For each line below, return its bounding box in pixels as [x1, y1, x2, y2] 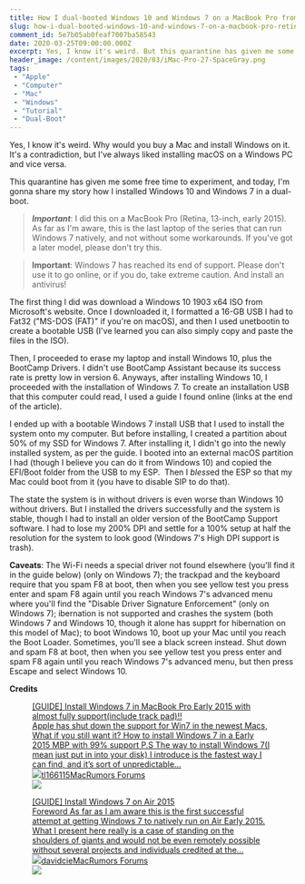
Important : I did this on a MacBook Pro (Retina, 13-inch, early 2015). [31, 213, 288, 224]
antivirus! [31, 279, 67, 290]
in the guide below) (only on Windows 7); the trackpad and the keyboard [9, 569, 280, 581]
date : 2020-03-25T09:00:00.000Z [9, 38, 132, 48]
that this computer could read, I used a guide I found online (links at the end [9, 391, 293, 402]
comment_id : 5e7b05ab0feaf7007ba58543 [9, 30, 156, 39]
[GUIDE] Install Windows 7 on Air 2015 [32, 796, 175, 808]
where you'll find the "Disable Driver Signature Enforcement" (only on [9, 598, 270, 609]
